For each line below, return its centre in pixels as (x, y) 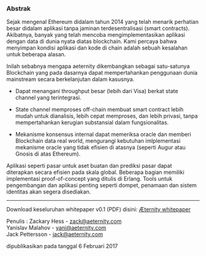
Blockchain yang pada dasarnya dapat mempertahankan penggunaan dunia (102, 73)
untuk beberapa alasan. (36, 55)
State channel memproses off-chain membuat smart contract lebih (99, 110)
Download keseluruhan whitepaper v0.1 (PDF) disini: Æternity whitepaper (99, 209)
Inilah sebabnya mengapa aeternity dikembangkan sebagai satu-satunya (98, 66)
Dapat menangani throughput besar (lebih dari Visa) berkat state (97, 91)
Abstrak (19, 9)
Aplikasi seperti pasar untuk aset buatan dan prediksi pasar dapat (89, 166)
